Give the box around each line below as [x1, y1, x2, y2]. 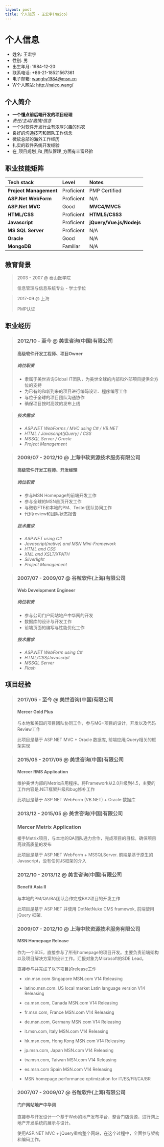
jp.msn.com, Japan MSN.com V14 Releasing [24, 1047, 114, 1053]
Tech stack [7, 179, 34, 186]
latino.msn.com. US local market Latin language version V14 [24, 985, 145, 991]
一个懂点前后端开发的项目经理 [12, 112, 72, 118]
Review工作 [17, 726, 41, 732]
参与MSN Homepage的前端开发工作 [24, 493, 97, 499]
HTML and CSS [24, 546, 56, 552]
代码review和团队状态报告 [24, 511, 77, 517]
